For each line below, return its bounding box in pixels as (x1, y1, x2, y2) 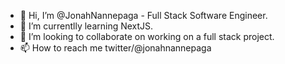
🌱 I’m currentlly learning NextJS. (19, 20, 154, 32)
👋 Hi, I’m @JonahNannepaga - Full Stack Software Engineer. (19, 10, 268, 21)
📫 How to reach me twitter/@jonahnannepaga (19, 42, 212, 54)
